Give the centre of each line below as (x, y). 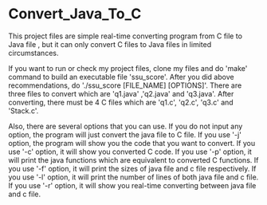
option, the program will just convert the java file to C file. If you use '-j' (125, 134)
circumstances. (33, 53)
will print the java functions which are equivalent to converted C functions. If (133, 160)
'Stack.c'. (24, 110)
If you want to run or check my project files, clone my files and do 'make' (128, 68)
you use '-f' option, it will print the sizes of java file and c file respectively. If (132, 168)
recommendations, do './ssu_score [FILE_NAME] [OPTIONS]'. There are (125, 85)
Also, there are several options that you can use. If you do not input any (126, 126)
